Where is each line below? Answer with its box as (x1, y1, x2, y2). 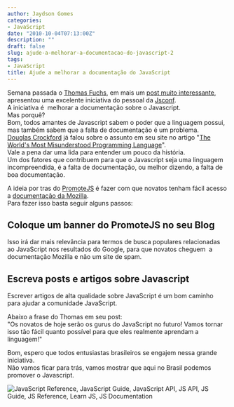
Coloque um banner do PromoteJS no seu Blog (7, 219, 215, 231)
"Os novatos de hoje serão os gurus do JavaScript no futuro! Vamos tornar (7, 320, 223, 328)
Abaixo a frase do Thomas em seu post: (7, 313, 123, 321)
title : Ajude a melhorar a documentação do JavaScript (7, 69, 171, 76)
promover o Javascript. (7, 371, 75, 380)
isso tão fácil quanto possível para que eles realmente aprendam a (7, 328, 199, 336)
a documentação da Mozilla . (7, 191, 89, 200)
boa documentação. (7, 170, 65, 179)
